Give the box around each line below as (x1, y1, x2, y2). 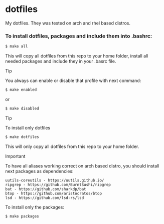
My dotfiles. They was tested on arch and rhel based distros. (5, 20, 131, 26)
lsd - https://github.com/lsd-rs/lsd (5, 195, 84, 200)
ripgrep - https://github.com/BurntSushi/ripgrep (5, 182, 111, 187)
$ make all (5, 44, 28, 49)
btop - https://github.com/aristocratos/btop (5, 191, 102, 196)
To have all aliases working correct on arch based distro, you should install (5, 162, 159, 168)
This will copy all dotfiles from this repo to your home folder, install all (5, 53, 148, 59)
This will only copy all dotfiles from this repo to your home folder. (5, 143, 139, 149)
